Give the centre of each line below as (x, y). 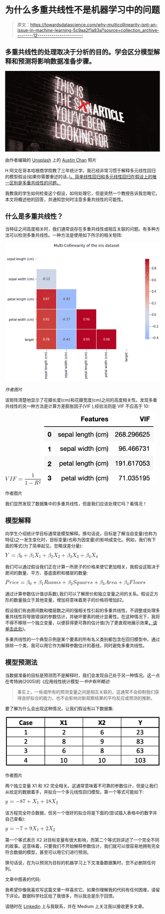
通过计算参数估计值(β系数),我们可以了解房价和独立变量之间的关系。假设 (77, 594)
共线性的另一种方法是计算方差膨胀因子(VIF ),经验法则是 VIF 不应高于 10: (77, 406)
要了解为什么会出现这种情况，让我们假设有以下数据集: (60, 708)
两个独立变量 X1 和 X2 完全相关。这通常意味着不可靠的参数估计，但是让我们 (82, 786)
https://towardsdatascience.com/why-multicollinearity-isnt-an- (94, 25)
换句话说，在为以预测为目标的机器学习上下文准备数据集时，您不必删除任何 (80, 863)
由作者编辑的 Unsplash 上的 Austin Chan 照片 (51, 160)
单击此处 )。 (17, 629)
